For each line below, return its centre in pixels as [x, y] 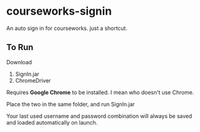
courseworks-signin [59, 11]
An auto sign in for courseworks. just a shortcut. [67, 28]
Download [19, 62]
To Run [20, 47]
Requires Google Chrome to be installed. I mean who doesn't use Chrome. [100, 92]
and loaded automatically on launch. [52, 122]
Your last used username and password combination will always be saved [99, 116]
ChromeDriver [33, 80]
